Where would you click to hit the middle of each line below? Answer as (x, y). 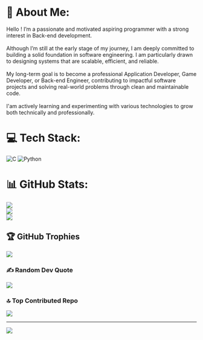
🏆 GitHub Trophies (43, 237)
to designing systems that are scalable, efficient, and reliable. (82, 61)
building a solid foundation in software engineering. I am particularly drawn (100, 54)
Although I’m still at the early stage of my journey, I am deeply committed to (100, 48)
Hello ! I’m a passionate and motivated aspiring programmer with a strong (98, 29)
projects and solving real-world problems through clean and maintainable (98, 86)
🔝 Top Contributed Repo (42, 300)
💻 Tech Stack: (43, 138)
